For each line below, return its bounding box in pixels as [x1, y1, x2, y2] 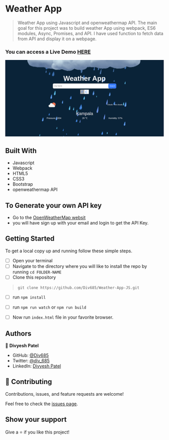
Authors [5, 329, 32, 338]
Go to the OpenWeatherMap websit [12, 214, 86, 221]
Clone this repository [12, 274, 56, 280]
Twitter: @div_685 [12, 358, 50, 363]
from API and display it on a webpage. [17, 36, 97, 42]
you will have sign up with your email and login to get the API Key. [12, 220, 149, 226]
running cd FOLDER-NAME [12, 269, 62, 275]
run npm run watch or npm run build [12, 304, 87, 310]
